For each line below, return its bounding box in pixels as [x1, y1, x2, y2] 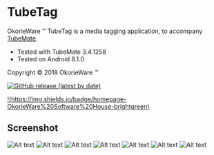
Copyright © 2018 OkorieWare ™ [7, 68, 99, 76]
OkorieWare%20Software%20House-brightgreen [7, 102, 148, 110]
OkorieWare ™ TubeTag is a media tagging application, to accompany [7, 27, 203, 35]
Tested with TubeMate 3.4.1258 [17, 48, 107, 56]
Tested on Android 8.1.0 [17, 54, 85, 63]
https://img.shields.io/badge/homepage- [11, 94, 127, 103]
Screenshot [7, 122, 59, 134]
